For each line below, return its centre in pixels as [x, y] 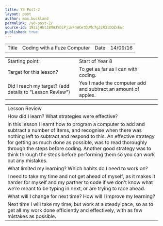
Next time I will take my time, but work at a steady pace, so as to [81, 204]
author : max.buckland [27, 18]
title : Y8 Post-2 [23, 9]
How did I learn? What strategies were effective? [63, 116]
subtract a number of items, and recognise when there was [75, 130]
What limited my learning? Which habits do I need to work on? [78, 169]
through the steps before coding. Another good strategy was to [79, 148]
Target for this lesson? [33, 72]
